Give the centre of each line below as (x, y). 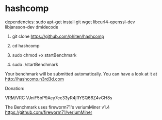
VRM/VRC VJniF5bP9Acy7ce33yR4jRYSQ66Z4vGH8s (59, 98)
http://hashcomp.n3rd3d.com (34, 79)
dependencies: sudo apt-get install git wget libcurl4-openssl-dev (70, 22)
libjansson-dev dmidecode (32, 27)
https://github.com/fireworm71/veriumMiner (49, 112)
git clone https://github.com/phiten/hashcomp (58, 36)
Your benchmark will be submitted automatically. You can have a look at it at (81, 74)
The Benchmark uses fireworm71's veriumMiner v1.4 (57, 107)
